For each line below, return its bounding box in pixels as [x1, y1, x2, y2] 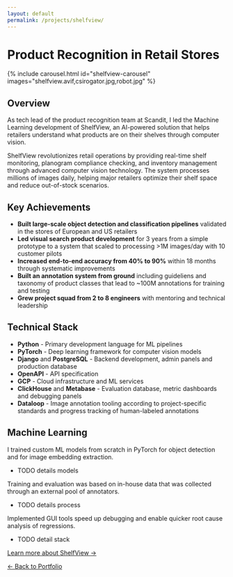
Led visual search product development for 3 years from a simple [17, 235, 209, 243]
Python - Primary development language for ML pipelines [17, 339, 183, 348]
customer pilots [17, 249, 63, 258]
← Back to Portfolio [7, 562, 63, 570]
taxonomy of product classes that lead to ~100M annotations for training [17, 279, 225, 288]
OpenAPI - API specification [17, 369, 99, 378]
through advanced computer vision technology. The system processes [7, 167, 210, 175]
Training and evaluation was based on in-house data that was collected [7, 479, 212, 488]
